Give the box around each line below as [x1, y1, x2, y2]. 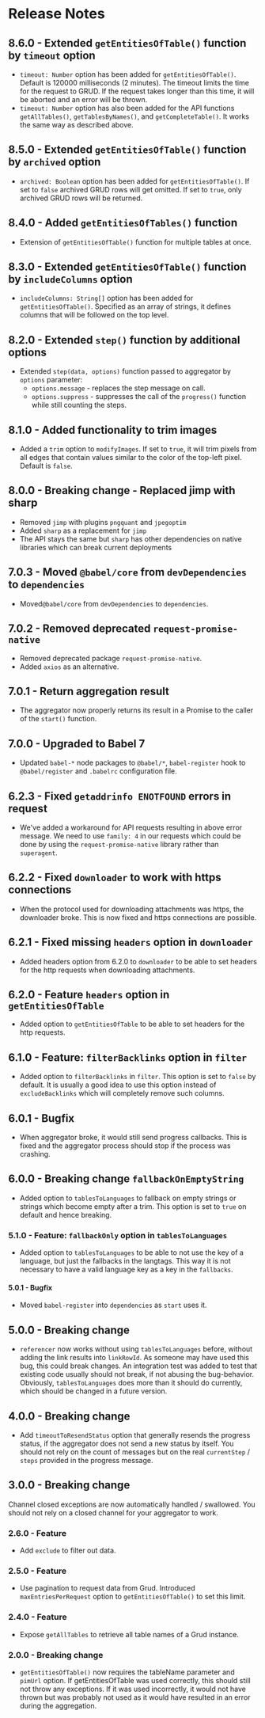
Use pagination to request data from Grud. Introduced [19, 1583, 195, 1593]
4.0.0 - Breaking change [8, 1409, 131, 1423]
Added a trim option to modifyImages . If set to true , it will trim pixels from [19, 444, 257, 454]
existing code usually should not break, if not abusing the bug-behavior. [19, 1370, 255, 1379]
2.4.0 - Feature [8, 1612, 67, 1623]
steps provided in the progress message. [19, 1455, 153, 1465]
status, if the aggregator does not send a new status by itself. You [19, 1439, 234, 1448]
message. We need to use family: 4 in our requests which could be [19, 830, 241, 840]
